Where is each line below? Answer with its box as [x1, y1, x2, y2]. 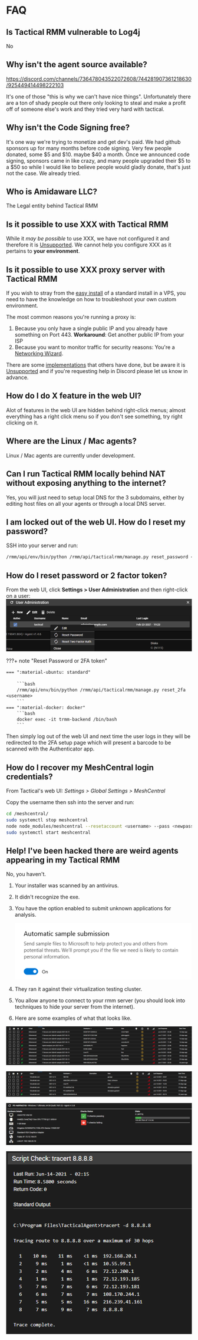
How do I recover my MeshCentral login [6, 762, 154, 772]
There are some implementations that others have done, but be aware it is [6, 361, 186, 368]
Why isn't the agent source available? [6, 60, 147, 70]
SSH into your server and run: [6, 542, 78, 549]
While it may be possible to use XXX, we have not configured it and [6, 235, 170, 242]
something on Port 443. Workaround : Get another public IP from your [14, 331, 184, 338]
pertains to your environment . [6, 248, 80, 255]
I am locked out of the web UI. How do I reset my [6, 517, 186, 527]
